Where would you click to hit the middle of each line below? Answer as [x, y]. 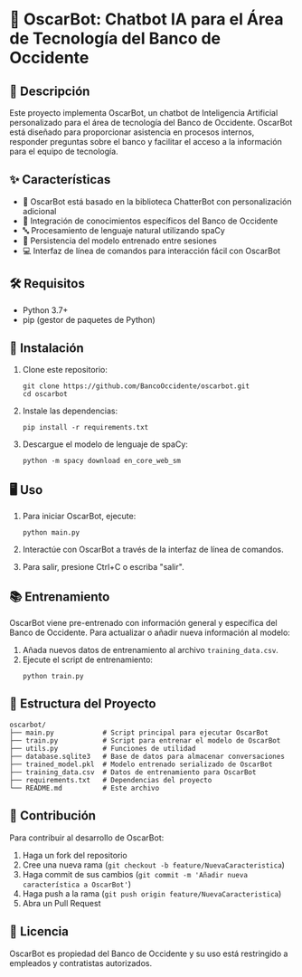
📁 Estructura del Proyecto [83, 704]
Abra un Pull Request [61, 903]
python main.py [51, 533]
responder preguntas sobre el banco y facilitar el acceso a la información [146, 142]
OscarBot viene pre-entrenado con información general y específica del [143, 623]
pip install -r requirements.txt [85, 428]
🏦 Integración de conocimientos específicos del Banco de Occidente [150, 221]
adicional [39, 211]
